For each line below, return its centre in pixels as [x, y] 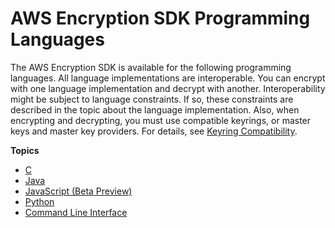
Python [39, 201]
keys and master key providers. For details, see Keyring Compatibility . [154, 131]
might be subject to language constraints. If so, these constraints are [152, 99]
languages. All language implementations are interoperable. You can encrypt [168, 78]
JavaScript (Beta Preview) [78, 191]
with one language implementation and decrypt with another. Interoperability [168, 88]
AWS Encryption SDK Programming [160, 18]
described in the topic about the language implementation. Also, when [155, 109]
